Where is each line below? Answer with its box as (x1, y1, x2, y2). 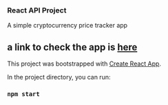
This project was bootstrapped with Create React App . (7, 59, 162, 68)
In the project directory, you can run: (7, 73, 111, 82)
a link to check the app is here (7, 41, 138, 53)
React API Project (7, 6, 67, 15)
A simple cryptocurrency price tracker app (7, 21, 128, 30)
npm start (7, 90, 40, 98)
